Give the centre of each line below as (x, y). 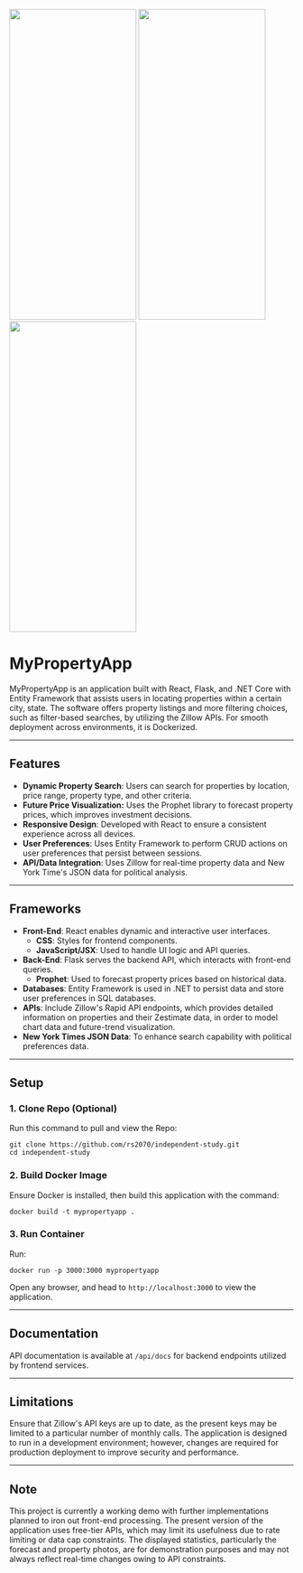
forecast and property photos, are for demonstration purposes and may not (149, 1550)
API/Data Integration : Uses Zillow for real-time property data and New (154, 862)
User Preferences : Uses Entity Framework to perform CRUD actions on (155, 843)
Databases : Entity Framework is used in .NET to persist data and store (153, 988)
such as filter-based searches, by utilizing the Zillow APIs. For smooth (139, 717)
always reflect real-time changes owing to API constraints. (118, 1559)
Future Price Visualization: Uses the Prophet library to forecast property (158, 805)
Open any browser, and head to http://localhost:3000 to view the (133, 1287)
